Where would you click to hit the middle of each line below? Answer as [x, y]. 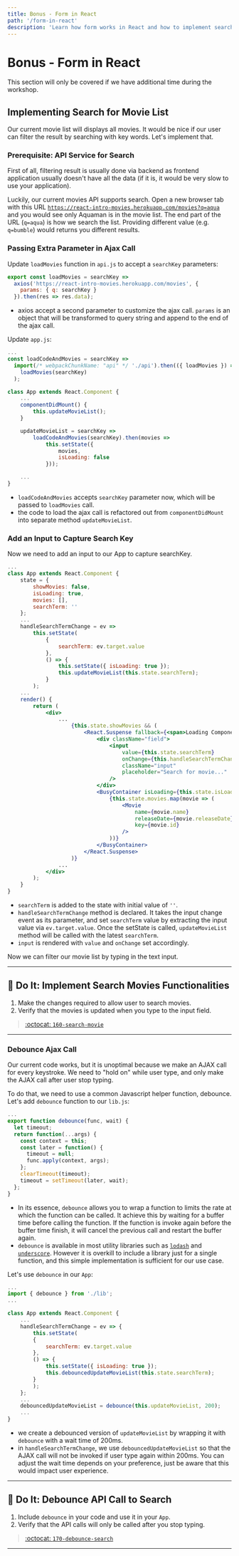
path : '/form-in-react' [43, 21]
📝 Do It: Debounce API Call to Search [90, 1500]
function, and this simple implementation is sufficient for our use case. [121, 1260]
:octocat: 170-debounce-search [69, 1538]
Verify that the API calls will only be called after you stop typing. [111, 1524]
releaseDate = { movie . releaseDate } [184, 819]
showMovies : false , [62, 587]
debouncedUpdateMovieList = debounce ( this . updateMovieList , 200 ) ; [121, 1406]
